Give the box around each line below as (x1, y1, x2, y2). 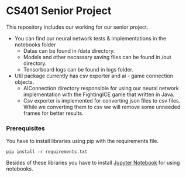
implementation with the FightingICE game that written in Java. (23, 91, 175, 98)
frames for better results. (23, 110, 84, 117)
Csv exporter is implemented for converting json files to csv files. (23, 97, 181, 104)
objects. (14, 78, 35, 86)
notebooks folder (14, 41, 57, 48)
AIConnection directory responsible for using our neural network (23, 84, 180, 91)
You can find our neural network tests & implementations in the (14, 35, 167, 42)
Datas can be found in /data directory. (23, 47, 115, 54)
